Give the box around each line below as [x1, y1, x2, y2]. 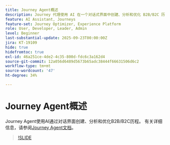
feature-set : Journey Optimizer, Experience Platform [5, 21, 121, 27]
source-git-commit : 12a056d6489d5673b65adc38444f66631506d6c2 [5, 59, 139, 64]
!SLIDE [17, 134, 32, 140]
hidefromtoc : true [5, 49, 44, 54]
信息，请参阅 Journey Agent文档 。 [5, 124, 76, 130]
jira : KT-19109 [5, 40, 37, 45]
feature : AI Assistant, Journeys [5, 17, 76, 22]
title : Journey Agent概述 [5, 7, 58, 13]
